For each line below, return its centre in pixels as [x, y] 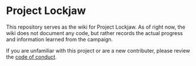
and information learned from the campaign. [60, 39]
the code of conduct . [31, 57]
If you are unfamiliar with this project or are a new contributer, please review [98, 50]
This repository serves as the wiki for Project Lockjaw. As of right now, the [96, 27]
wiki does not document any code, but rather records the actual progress [94, 33]
